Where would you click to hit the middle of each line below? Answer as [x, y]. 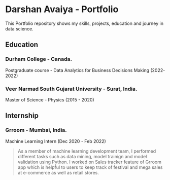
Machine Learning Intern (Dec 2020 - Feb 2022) [56, 141]
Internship [22, 116]
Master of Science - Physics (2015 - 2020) [50, 99]
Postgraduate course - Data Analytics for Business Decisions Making [77, 70]
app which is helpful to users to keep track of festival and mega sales [90, 167]
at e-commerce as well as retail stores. [58, 172]
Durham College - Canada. [39, 59]
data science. [20, 28]
